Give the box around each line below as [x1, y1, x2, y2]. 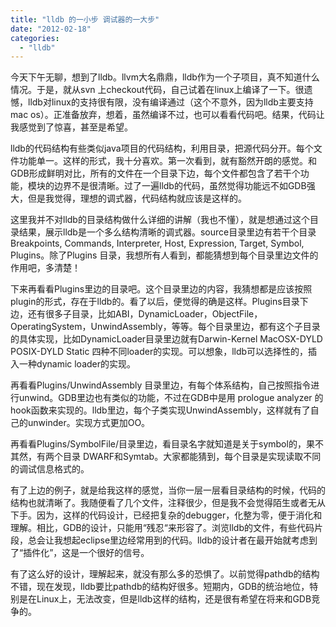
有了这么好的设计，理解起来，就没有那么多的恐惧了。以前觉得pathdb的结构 [10, 568, 320, 580]
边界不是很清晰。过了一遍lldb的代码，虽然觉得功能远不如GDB [53, 180, 307, 192]
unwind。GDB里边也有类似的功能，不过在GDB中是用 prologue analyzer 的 [18, 392, 324, 404]
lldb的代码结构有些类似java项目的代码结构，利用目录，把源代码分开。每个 [10, 142, 314, 155]
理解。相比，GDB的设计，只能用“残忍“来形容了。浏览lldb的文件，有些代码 [10, 522, 315, 534]
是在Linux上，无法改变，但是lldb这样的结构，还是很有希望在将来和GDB [18, 593, 312, 605]
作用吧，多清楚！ [10, 262, 81, 274]
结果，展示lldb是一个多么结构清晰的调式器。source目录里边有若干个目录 [18, 226, 317, 238]
